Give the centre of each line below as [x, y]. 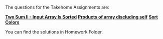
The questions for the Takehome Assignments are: [57, 7]
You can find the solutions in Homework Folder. [54, 32]
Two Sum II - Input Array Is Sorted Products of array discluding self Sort [81, 17]
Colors [12, 22]
